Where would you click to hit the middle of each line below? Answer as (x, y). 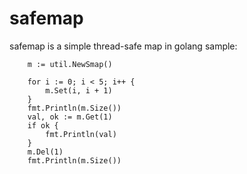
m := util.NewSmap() (70, 64)
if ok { (43, 125)
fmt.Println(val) (81, 134)
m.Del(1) (45, 152)
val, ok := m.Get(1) (70, 117)
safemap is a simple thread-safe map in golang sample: (123, 46)
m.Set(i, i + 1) (79, 90)
